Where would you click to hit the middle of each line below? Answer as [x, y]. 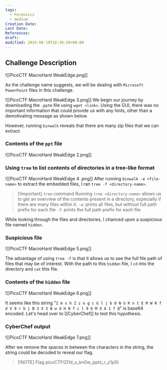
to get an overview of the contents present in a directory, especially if [89, 199]
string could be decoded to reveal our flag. [49, 352]
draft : [12, 38]
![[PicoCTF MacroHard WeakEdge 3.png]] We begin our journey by [74, 100]
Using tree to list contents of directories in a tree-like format [80, 168]
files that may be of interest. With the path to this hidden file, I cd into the [80, 264]
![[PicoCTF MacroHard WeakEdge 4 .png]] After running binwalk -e [75, 179]
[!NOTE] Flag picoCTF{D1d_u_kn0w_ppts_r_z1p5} [68, 362]
